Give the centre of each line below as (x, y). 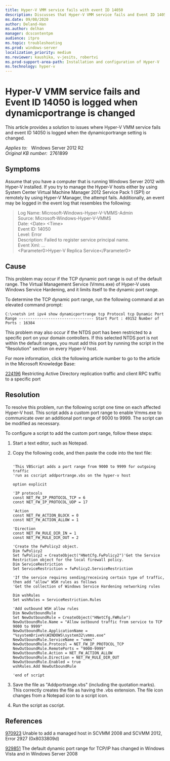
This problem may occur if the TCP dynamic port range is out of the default (83, 279)
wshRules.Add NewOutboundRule (45, 666)
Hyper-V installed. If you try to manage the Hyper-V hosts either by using (81, 187)
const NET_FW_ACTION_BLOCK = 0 (46, 515)
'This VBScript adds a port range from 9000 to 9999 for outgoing (84, 466)
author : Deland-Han (26, 24)
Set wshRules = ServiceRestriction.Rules (57, 600)
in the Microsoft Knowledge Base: (40, 364)
